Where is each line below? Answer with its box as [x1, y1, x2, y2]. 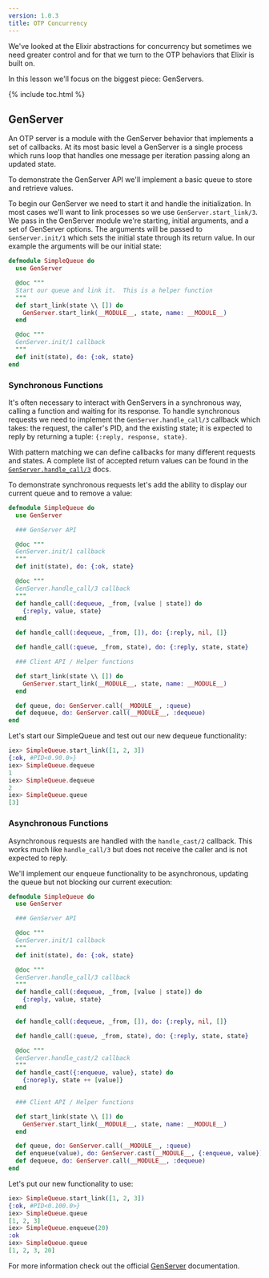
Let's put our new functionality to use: [8, 1179, 134, 1188]
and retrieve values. [8, 184, 74, 193]
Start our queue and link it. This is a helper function [15, 286, 214, 294]
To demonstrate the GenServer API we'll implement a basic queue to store [8, 175, 253, 184]
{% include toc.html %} [8, 89, 86, 99]
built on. [8, 58, 36, 68]
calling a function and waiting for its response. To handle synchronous [8, 406, 240, 415]
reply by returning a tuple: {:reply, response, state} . [8, 431, 187, 441]
